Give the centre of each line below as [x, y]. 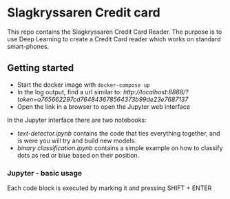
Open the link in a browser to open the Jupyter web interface [104, 106]
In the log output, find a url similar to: [69, 92]
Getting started [41, 68]
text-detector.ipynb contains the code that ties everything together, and [118, 133]
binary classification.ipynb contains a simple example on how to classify [120, 148]
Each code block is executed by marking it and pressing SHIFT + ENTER [109, 188]
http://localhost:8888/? [156, 92]
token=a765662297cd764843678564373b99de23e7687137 [103, 99]
